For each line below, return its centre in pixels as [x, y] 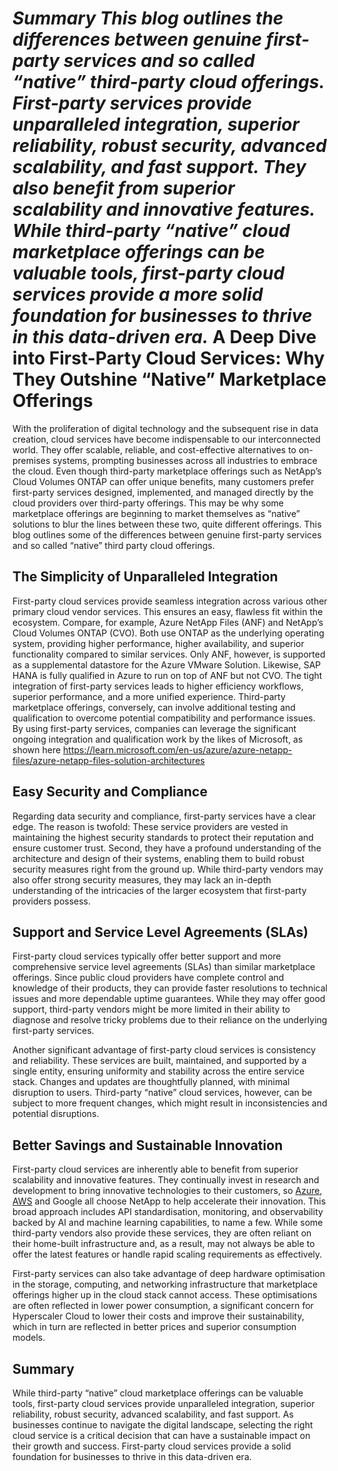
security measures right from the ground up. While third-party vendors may [168, 869]
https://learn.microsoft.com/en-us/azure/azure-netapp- [178, 749]
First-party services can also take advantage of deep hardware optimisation [168, 1274]
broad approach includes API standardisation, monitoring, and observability [168, 1212]
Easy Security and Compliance [110, 792]
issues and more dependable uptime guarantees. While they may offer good [169, 999]
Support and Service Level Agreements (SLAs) [160, 932]
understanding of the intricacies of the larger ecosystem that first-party [159, 890]
